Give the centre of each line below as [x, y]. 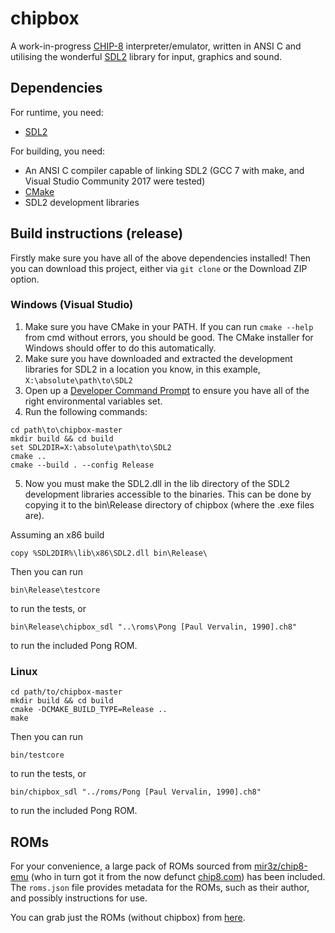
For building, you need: [58, 151]
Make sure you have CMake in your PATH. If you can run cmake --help [169, 326]
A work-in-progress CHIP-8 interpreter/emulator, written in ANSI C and [156, 46]
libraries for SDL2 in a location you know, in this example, [142, 369]
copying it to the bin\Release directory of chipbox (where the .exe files [169, 504]
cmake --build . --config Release [82, 465]
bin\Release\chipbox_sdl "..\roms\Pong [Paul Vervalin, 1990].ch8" [154, 627]
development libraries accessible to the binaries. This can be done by [168, 494]
